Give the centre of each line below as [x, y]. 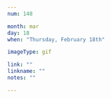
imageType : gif [30, 52]
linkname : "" [26, 71]
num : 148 [20, 14]
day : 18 [19, 33]
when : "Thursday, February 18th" [56, 39]
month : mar [23, 26]
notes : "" [22, 78]
